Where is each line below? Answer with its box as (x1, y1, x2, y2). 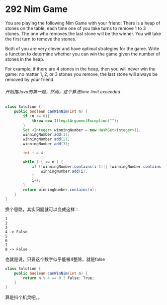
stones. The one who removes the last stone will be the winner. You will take (5, 30, 162, 36)
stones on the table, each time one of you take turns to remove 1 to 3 (5, 25, 146, 31)
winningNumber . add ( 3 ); (23, 141, 70, 147)
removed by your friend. (5, 76, 55, 82)
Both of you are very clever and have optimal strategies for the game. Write (5, 45, 160, 51)
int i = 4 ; (23, 151, 46, 156)
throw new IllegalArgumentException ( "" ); (31, 118, 119, 123)
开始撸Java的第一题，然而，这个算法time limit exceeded (5, 88, 121, 94)
